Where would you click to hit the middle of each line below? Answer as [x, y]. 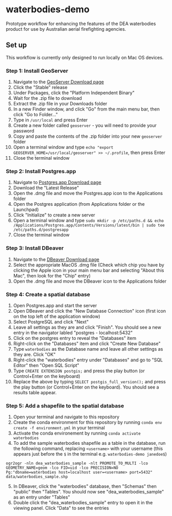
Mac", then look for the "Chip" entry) [52, 275]
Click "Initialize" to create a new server [54, 215]
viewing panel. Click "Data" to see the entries [61, 508]
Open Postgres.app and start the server [55, 305]
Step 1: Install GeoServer [37, 71]
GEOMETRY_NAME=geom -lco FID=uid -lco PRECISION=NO [62, 468]
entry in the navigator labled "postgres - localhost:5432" [73, 332]
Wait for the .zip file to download [48, 98]
